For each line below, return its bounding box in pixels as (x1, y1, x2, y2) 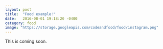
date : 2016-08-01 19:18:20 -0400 (5, 16, 78, 21)
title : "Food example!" (5, 12, 56, 16)
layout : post (5, 7, 32, 12)
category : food (5, 20, 36, 26)
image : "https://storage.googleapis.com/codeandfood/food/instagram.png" (5, 25, 159, 30)
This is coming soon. (5, 38, 47, 44)
